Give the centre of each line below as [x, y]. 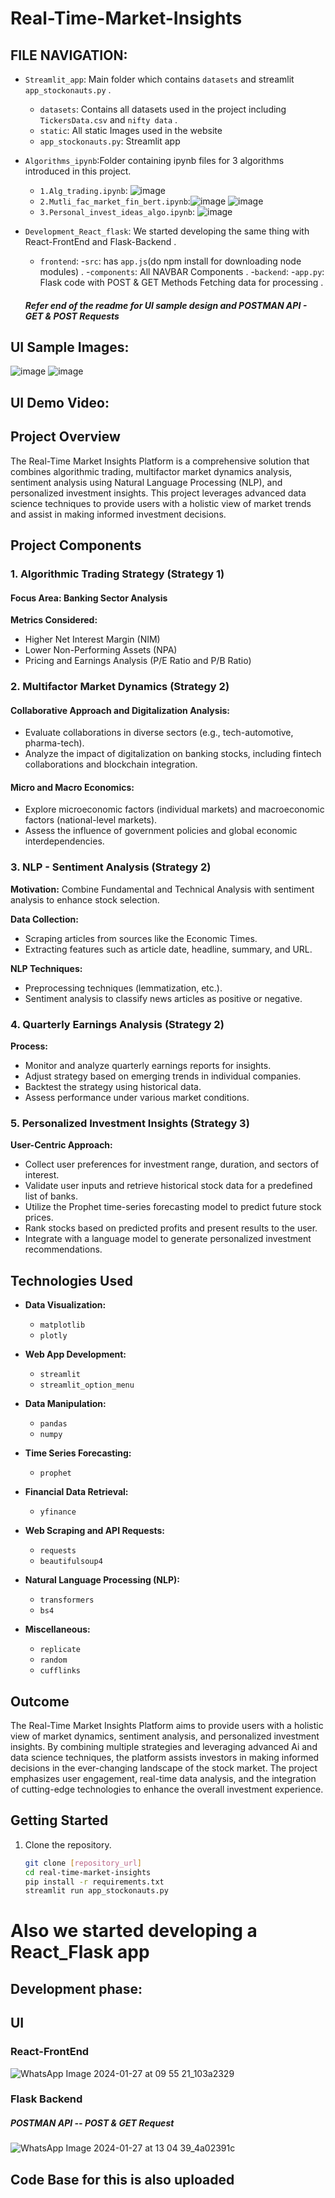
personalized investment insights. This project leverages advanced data [158, 493]
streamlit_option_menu [87, 1385]
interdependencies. [64, 841]
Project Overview [65, 437]
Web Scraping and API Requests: [95, 1531]
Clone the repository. [68, 1844]
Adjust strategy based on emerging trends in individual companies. [163, 1076]
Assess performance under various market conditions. [137, 1098]
